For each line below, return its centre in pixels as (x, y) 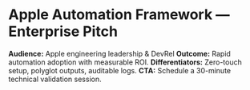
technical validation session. (55, 79)
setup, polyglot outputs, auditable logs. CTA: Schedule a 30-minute (120, 70)
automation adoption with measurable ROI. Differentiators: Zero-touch (125, 62)
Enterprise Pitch (63, 31)
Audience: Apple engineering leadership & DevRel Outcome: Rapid (119, 53)
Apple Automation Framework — (119, 15)
